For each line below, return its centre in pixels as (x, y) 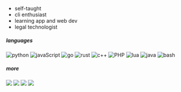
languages (20, 40)
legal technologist (36, 27)
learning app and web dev (46, 21)
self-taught (28, 8)
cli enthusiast (30, 15)
